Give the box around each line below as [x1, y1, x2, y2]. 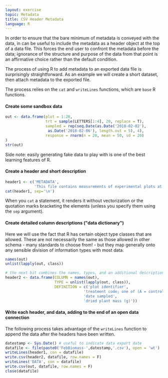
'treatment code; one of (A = [83, 289, 146, 294]
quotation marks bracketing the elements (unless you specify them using [5, 203, 155, 209]
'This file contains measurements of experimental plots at [34, 184, 162, 189]
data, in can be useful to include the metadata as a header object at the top [5, 41, 160, 47]
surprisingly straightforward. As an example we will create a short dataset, [5, 71, 158, 78]
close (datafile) [5, 368, 39, 373]
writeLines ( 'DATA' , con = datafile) [5, 359, 81, 364]
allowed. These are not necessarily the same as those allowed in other [5, 236, 150, 242]
